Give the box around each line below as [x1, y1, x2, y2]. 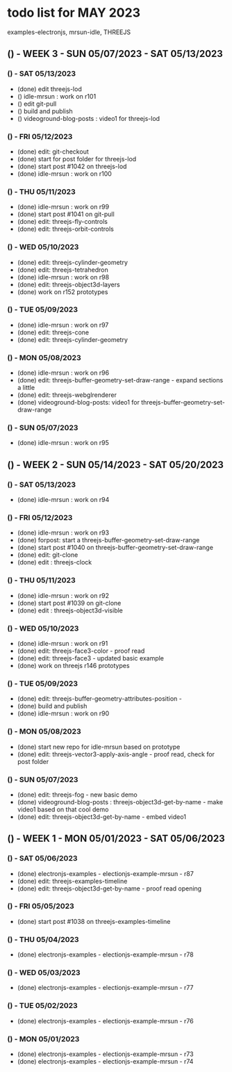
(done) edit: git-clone [17, 551, 78, 559]
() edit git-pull [17, 99, 57, 108]
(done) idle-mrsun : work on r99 [17, 203, 110, 211]
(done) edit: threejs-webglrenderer [17, 391, 117, 399]
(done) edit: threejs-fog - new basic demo [17, 790, 138, 799]
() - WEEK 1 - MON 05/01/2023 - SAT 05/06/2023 [7, 833, 225, 845]
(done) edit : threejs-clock [17, 558, 92, 567]
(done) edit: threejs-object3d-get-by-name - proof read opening [17, 884, 202, 893]
